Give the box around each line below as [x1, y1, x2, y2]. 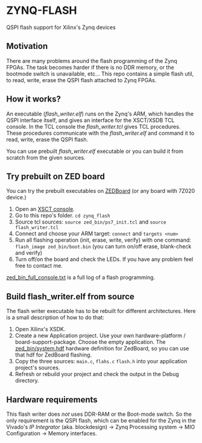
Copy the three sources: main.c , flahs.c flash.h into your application [14, 358, 188, 365]
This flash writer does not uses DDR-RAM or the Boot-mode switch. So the [6, 410, 192, 418]
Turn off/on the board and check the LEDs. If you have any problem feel [14, 256, 194, 263]
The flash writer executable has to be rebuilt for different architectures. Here [6, 308, 196, 315]
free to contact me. [14, 262, 63, 270]
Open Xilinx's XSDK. [14, 326, 66, 333]
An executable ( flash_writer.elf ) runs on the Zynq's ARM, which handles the [6, 110, 194, 117]
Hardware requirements [6, 394, 98, 405]
